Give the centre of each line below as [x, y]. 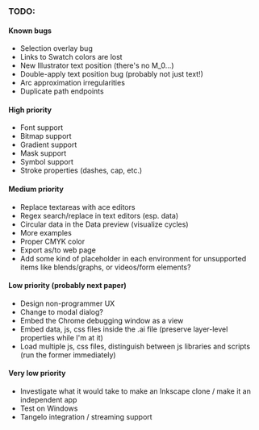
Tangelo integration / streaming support [86, 416]
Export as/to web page [58, 250]
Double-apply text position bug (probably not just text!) [112, 74]
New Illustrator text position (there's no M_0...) [97, 65]
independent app [48, 399]
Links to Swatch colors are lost [71, 57]
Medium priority [36, 189]
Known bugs [30, 31]
